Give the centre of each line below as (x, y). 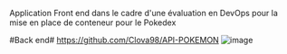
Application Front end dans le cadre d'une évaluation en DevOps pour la (144, 13)
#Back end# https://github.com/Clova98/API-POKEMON (114, 40)
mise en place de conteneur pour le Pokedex (93, 22)
